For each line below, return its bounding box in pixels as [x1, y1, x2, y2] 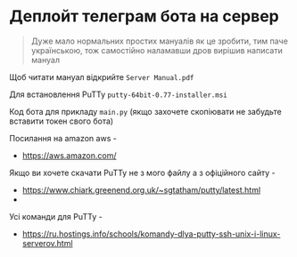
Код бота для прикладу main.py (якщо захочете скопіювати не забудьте [9, 106, 283, 116]
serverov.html [21, 237, 73, 248]
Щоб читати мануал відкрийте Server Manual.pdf [9, 71, 194, 82]
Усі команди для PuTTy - [9, 211, 103, 221]
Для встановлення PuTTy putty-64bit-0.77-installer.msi [9, 89, 227, 100]
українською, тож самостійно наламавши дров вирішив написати [30, 44, 283, 55]
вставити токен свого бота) [9, 116, 114, 126]
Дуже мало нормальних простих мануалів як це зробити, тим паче [30, 36, 288, 46]
